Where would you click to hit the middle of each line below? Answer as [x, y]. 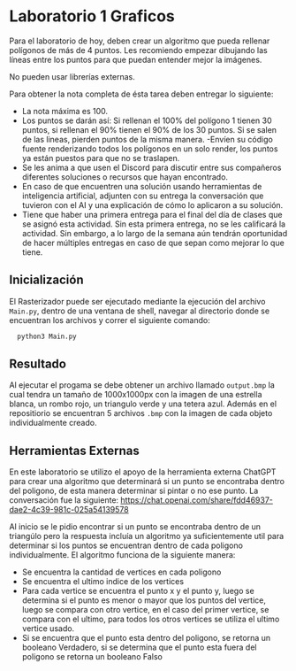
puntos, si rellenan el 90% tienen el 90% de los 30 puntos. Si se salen [149, 129]
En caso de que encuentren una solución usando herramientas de [142, 186]
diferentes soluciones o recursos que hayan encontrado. [125, 177]
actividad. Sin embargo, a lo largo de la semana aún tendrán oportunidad [155, 233]
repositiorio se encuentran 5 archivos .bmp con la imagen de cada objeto [141, 413]
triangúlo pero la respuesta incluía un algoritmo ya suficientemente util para [147, 536]
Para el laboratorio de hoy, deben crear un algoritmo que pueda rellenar [140, 41]
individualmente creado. [53, 423]
